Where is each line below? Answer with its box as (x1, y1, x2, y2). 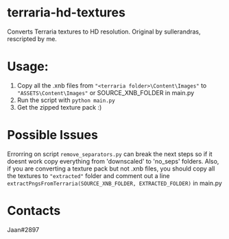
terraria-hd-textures (7, 5, 125, 21)
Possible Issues (7, 127, 98, 143)
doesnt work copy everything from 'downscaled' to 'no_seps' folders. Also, (7, 157, 219, 165)
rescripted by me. (7, 34, 57, 42)
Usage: (7, 59, 49, 75)
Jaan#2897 (7, 225, 40, 234)
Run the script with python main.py (16, 96, 115, 104)
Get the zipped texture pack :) (16, 103, 102, 111)
